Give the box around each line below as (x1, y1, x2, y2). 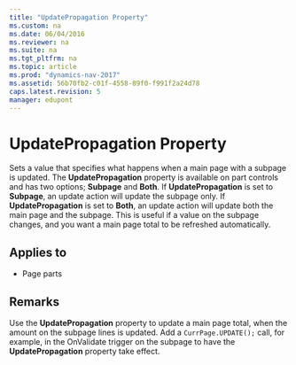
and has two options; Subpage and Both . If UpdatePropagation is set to (9, 182, 273, 192)
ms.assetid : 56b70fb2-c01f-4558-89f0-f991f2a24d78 (9, 79, 200, 88)
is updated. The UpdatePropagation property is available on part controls (9, 172, 279, 182)
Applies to (9, 245, 67, 260)
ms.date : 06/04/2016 (9, 29, 86, 38)
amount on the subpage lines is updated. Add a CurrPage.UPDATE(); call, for (9, 327, 285, 338)
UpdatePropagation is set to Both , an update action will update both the (9, 200, 274, 211)
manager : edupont (9, 95, 74, 105)
